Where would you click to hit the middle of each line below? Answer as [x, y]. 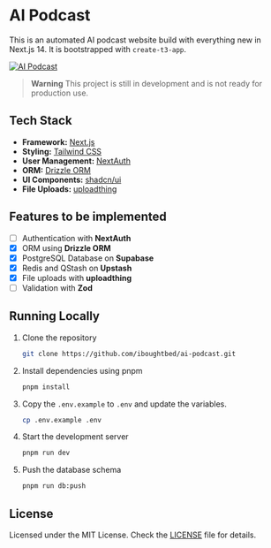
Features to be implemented [88, 217]
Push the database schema [72, 470]
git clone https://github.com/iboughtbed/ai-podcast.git [129, 354]
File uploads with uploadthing [77, 278]
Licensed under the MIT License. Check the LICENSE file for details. [133, 535]
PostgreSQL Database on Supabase [88, 258]
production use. [60, 93]
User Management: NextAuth [76, 161]
